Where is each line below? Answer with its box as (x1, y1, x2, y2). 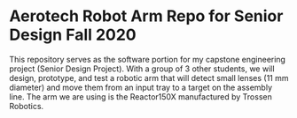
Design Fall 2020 (9, 25, 137, 45)
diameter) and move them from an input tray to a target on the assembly (9, 82, 273, 92)
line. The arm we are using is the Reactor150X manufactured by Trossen (9, 91, 272, 102)
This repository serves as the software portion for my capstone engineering (9, 54, 286, 64)
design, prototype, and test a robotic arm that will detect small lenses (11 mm (9, 72, 289, 83)
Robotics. (9, 100, 44, 111)
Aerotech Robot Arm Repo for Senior (9, 6, 284, 26)
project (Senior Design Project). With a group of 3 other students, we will (9, 63, 275, 74)
